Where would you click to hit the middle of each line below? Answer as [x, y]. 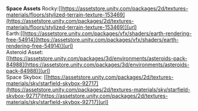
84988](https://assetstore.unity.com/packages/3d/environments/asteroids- [98, 65]
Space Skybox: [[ [27, 77]
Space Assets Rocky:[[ [34, 9]
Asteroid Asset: [25, 52]
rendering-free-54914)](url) [40, 46]
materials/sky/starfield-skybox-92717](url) [57, 102]
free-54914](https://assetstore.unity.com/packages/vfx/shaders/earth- [93, 40]
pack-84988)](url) [28, 71]
